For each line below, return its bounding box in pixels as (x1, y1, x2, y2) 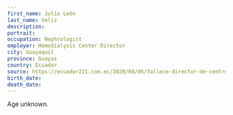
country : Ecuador (7, 62, 58, 69)
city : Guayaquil (7, 49, 54, 56)
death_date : (7, 81, 42, 88)
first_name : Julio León (7, 10, 76, 17)
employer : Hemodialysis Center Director (7, 42, 126, 49)
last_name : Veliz (7, 17, 58, 24)
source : (7, 68, 30, 75)
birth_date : (7, 74, 42, 82)
